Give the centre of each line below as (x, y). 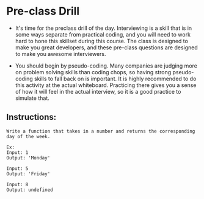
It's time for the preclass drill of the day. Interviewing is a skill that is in (104, 28)
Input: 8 (17, 184)
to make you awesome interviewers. (60, 54)
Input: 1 (17, 152)
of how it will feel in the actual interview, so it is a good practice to (98, 91)
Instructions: (31, 117)
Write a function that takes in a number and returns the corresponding (101, 131)
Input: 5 (17, 169)
